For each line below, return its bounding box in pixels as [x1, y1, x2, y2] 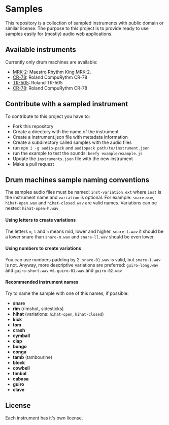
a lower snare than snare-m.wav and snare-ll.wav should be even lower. [5, 233, 155, 239]
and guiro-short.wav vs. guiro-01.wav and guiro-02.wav [5, 267, 122, 274]
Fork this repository [12, 123, 54, 129]
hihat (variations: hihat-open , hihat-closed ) [12, 311, 104, 317]
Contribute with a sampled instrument [5, 100, 128, 108]
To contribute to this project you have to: [5, 113, 90, 119]
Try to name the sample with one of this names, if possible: [5, 290, 129, 296]
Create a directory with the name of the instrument [12, 128, 119, 135]
